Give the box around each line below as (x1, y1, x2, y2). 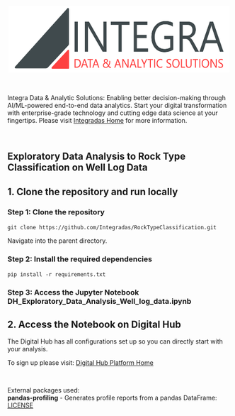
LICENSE (7, 401, 34, 410)
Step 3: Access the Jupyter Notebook (7, 288, 139, 297)
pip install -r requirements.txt (7, 271, 106, 278)
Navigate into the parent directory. (7, 236, 108, 245)
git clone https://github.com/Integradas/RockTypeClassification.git (7, 224, 217, 231)
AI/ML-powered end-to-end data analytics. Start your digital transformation (7, 102, 227, 109)
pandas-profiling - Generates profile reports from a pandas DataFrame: (7, 393, 217, 403)
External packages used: (7, 386, 80, 395)
